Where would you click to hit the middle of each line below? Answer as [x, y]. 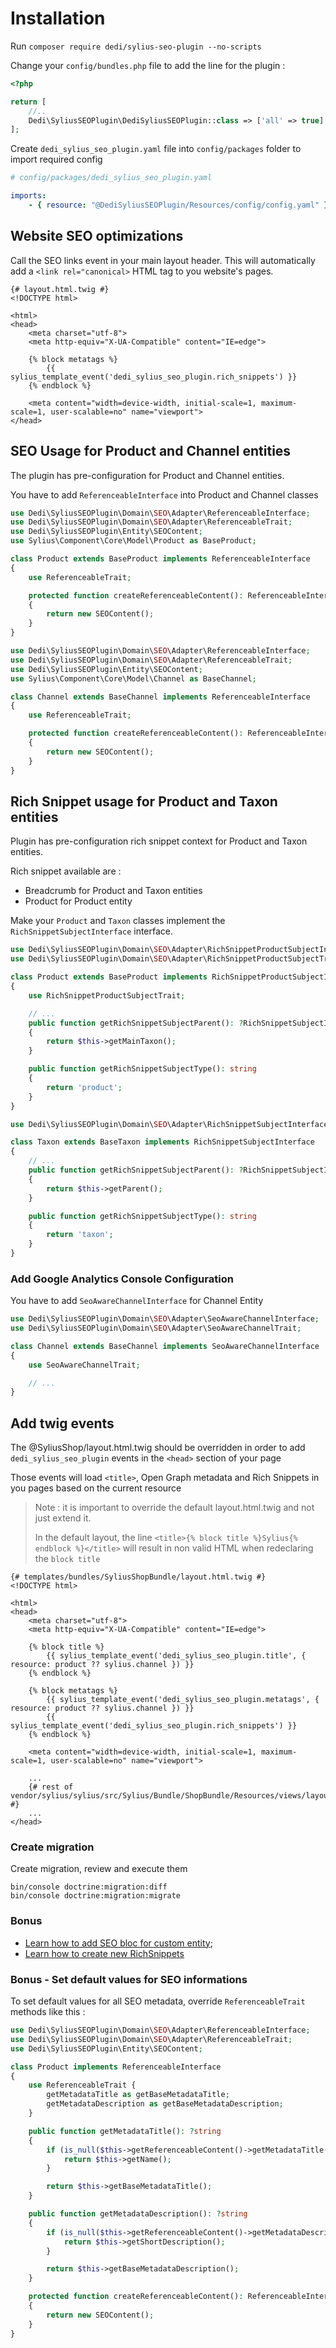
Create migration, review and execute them [99, 1869]
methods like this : [48, 2011]
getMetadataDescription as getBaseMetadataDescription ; [165, 2104]
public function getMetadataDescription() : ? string [138, 2214]
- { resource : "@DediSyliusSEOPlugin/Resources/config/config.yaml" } [178, 205]
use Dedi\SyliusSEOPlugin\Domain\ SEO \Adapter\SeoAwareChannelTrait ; [156, 1328]
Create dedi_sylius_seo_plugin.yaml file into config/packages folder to [156, 149]
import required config [56, 159]
